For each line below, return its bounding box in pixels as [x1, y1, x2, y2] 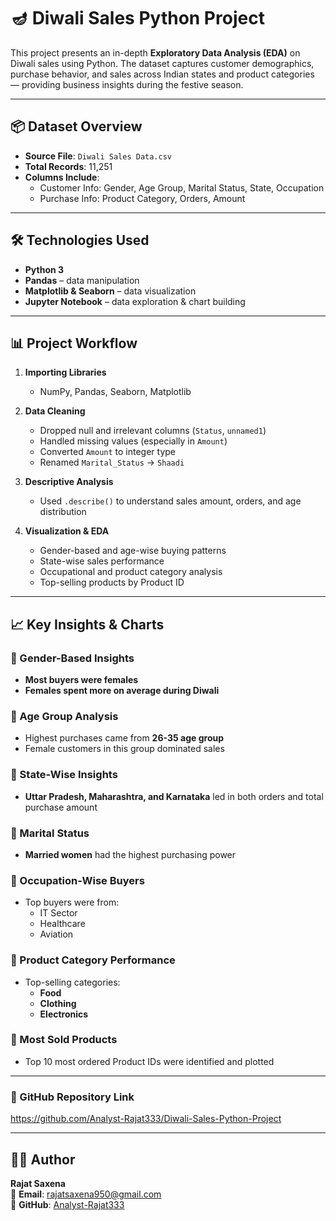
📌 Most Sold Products [10, 1033, 118, 1047]
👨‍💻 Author [10, 1151, 76, 1168]
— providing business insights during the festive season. [10, 78, 244, 90]
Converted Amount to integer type [39, 446, 177, 458]
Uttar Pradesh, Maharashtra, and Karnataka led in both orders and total [24, 790, 324, 802]
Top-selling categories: [24, 976, 121, 988]
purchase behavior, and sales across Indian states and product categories [10, 68, 315, 80]
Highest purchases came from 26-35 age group [24, 732, 225, 744]
